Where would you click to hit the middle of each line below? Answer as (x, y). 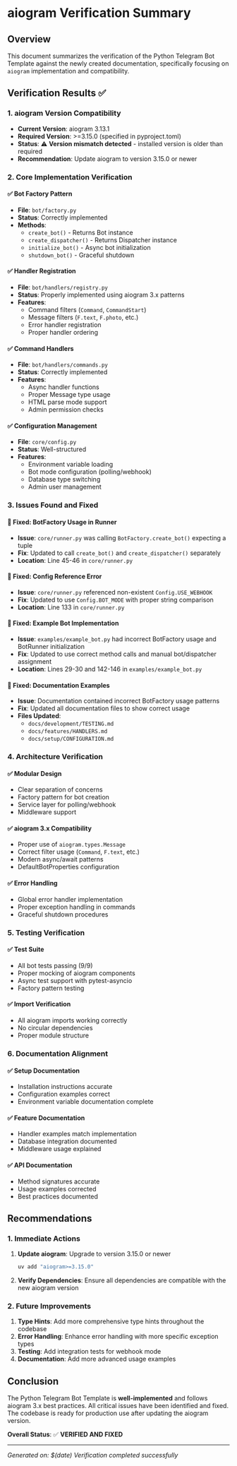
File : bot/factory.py (47, 210)
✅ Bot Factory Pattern (40, 194)
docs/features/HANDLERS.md (68, 732)
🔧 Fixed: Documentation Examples (59, 685)
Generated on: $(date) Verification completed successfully (93, 1455)
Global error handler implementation (70, 899)
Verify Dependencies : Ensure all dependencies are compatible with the (122, 1280)
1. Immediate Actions (44, 1239)
